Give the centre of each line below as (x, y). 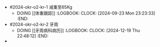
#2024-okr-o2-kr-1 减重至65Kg (41, 7)
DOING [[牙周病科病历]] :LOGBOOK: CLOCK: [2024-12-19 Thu (79, 30)
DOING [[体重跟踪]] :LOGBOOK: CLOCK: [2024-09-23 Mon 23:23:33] (86, 13)
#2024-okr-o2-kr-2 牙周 (34, 24)
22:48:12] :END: (32, 36)
